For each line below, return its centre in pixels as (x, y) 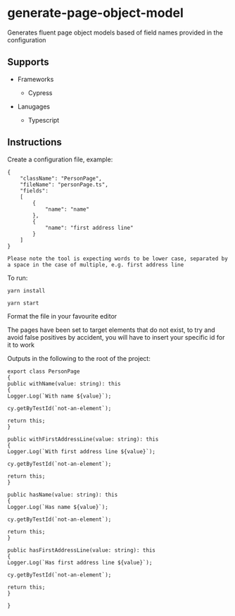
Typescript (44, 120)
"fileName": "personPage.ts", (64, 185)
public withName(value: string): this (64, 383)
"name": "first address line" (89, 228)
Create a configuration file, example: (60, 159)
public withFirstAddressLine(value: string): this (83, 439)
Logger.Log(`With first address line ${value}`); (82, 451)
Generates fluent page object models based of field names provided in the (115, 32)
